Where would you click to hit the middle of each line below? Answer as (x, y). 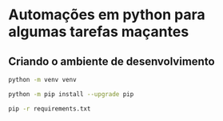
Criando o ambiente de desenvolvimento (111, 61)
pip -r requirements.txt (50, 109)
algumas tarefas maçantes (99, 32)
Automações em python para (107, 15)
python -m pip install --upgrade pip (71, 94)
